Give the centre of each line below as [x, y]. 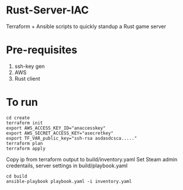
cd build [17, 176]
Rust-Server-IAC [47, 10]
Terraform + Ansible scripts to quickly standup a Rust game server [86, 26]
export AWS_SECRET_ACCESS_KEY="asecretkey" [60, 133]
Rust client [27, 78]
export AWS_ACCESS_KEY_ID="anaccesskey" [56, 128]
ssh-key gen [30, 66]
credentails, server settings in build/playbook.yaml [67, 165]
